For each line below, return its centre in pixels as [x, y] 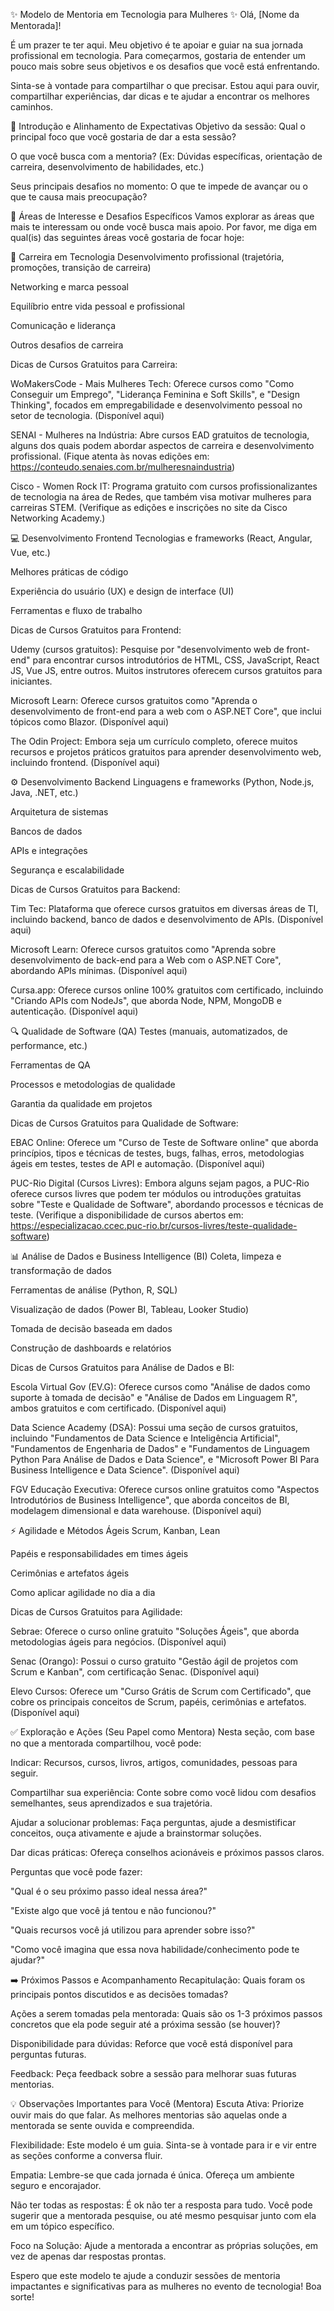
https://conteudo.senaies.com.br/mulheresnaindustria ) [123, 467]
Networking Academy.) [58, 518]
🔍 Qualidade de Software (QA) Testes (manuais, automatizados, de [149, 1031]
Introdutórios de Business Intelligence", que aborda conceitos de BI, [150, 1500]
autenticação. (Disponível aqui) [74, 1011]
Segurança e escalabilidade [67, 870]
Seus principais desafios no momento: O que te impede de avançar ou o [159, 186]
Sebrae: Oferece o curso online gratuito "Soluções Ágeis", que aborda [155, 1631]
